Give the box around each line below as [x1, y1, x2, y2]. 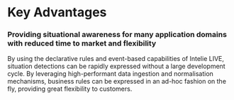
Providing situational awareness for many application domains [7, 30, 227, 40]
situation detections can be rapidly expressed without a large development [7, 62, 225, 71]
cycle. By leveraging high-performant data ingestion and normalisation [7, 70, 214, 78]
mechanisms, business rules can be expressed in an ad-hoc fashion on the [7, 77, 227, 86]
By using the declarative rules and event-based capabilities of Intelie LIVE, [7, 55, 225, 63]
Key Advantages [7, 4, 107, 21]
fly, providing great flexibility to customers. [7, 84, 133, 93]
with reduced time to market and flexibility [7, 38, 157, 48]
